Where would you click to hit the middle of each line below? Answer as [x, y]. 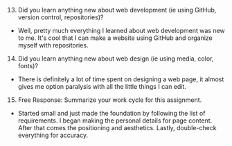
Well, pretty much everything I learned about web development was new [122, 31]
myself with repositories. [53, 45]
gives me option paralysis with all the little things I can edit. [102, 86]
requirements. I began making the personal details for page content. [115, 121]
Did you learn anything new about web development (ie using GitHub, [117, 10]
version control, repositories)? [61, 17]
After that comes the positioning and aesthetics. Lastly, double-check [117, 128]
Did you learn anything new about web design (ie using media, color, [116, 59]
